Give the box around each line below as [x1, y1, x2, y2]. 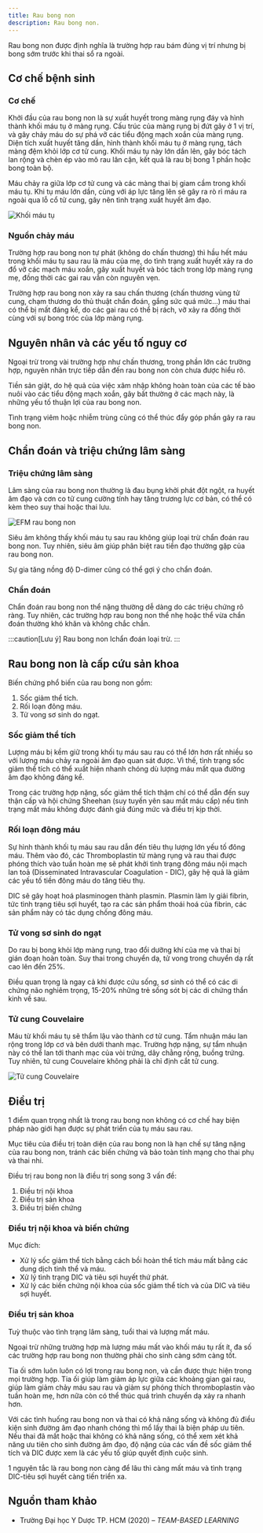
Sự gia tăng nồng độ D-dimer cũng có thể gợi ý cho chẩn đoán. [8, 565, 213, 574]
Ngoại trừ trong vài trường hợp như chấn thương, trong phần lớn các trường [8, 357, 251, 367]
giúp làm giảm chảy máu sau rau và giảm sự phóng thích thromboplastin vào [8, 1383, 255, 1392]
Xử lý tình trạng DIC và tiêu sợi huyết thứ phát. [19, 1272, 169, 1282]
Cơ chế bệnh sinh [8, 72, 96, 85]
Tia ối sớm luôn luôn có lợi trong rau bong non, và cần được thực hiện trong [8, 1365, 252, 1375]
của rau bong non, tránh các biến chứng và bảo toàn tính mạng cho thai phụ [8, 1147, 255, 1157]
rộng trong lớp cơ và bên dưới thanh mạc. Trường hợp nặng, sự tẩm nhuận [8, 1040, 247, 1050]
